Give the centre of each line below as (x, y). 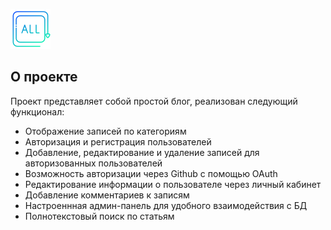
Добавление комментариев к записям (107, 195)
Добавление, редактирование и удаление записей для (142, 152)
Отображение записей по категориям (105, 131)
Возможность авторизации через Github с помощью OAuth (151, 173)
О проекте (44, 77)
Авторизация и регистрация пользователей (118, 141)
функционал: (37, 111)
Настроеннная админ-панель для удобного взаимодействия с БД (166, 205)
